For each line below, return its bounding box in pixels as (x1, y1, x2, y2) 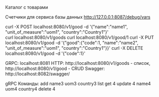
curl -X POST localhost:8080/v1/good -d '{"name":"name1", (5, 24, 128, 30)
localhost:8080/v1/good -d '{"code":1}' (5, 50, 86, 56)
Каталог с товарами (5, 5, 49, 10)
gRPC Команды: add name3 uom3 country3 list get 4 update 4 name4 (5, 80, 151, 86)
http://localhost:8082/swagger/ (5, 71, 70, 77)
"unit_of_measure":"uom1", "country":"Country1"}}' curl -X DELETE (5, 45, 143, 51)
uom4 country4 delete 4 (5, 86, 56, 92)
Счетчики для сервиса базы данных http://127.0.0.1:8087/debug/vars (5, 14, 150, 20)
